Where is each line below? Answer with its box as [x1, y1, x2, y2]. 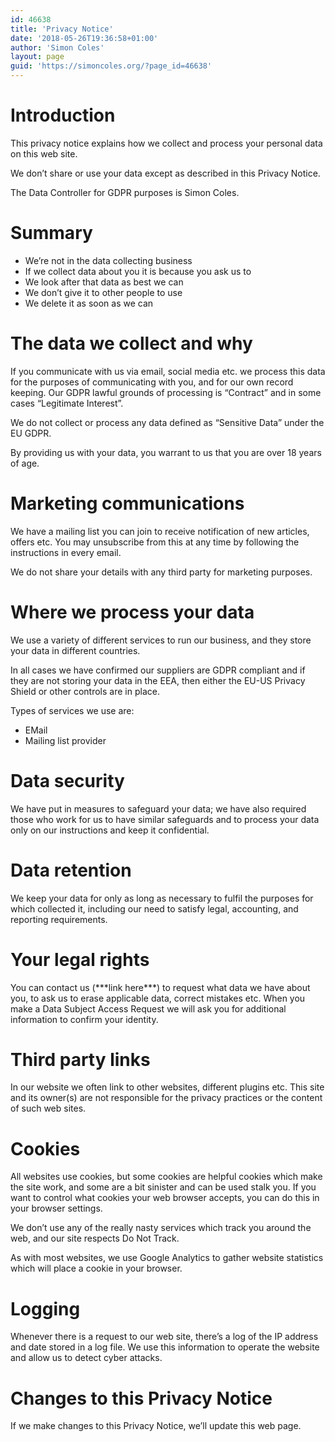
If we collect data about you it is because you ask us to [24, 265, 252, 277]
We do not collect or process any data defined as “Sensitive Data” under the [10, 416, 325, 428]
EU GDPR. [10, 427, 52, 439]
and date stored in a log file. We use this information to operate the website [10, 1341, 320, 1353]
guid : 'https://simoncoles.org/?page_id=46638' [10, 61, 213, 71]
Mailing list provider [24, 734, 107, 746]
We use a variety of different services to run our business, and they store [10, 634, 312, 646]
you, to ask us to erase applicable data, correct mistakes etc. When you [10, 992, 306, 1004]
